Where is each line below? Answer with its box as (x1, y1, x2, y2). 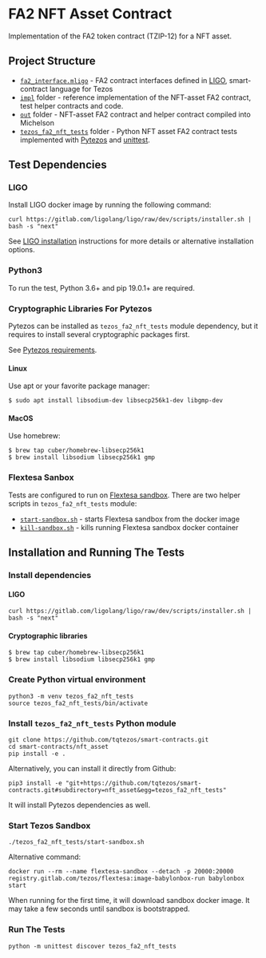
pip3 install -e (8, 779, 62, 787)
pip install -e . (8, 750, 66, 758)
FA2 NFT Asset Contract (8, 5, 173, 23)
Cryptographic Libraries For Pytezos (8, 303, 153, 314)
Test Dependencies (8, 158, 107, 172)
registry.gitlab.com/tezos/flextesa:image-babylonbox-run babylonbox (8, 875, 245, 883)
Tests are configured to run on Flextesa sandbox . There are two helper (8, 490, 241, 500)
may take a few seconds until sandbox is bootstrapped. (8, 904, 190, 914)
